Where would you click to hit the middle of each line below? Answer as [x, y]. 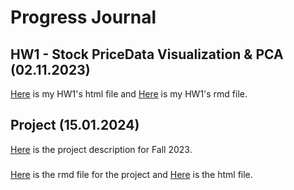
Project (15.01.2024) [75, 125]
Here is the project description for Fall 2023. [101, 149]
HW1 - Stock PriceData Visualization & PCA [147, 54]
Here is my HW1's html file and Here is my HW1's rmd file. [129, 94]
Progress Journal [83, 17]
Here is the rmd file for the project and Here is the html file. [131, 174]
